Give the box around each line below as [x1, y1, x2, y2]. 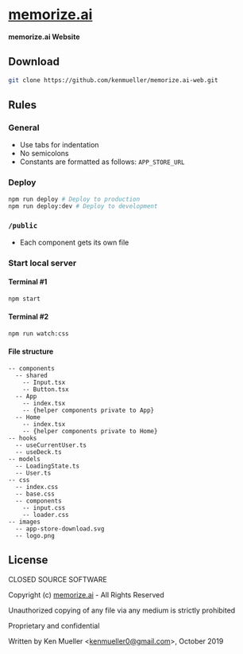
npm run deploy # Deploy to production [8, 195, 141, 203]
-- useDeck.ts [15, 448, 62, 456]
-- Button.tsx [22, 385, 69, 394]
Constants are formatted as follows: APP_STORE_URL [19, 157, 185, 166]
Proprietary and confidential [8, 621, 100, 630]
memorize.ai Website [8, 32, 80, 41]
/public [8, 221, 38, 230]
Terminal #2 [8, 312, 49, 322]
